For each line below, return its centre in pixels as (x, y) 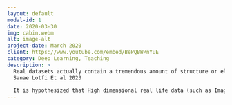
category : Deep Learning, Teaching (58, 59)
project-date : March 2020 (44, 46)
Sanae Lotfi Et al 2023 (47, 78)
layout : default (30, 13)
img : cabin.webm (30, 33)
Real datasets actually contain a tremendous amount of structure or (115, 71)
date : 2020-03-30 (32, 26)
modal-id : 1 (24, 20)
